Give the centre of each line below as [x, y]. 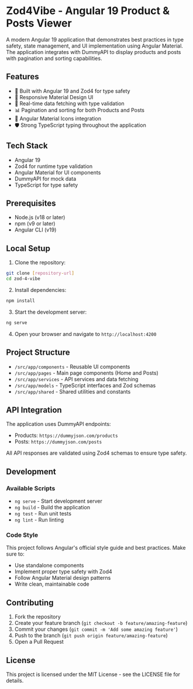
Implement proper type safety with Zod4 [63, 572]
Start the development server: [51, 312]
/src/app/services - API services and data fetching [76, 379]
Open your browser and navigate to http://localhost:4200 [85, 334]
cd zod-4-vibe [23, 279]
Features [23, 77]
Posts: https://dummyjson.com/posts [58, 442]
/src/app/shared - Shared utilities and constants [73, 391]
